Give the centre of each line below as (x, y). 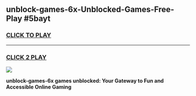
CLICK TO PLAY (29, 35)
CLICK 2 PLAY (26, 57)
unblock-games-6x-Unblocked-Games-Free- (90, 10)
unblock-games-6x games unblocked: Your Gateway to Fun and (85, 80)
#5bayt (37, 19)
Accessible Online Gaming (39, 87)
